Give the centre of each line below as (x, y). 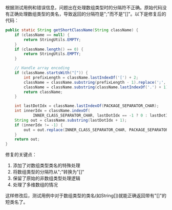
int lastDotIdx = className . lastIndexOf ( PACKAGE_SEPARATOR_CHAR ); (87, 106)
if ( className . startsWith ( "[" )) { (51, 73)
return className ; (43, 92)
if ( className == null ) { (42, 35)
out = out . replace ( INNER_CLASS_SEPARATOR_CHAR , (75, 130)
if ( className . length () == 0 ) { (49, 49)
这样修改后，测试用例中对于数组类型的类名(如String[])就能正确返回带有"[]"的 (86, 196)
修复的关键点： (21, 155)
